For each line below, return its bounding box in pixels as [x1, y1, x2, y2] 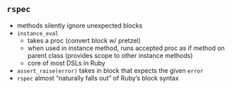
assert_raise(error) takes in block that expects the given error [16, 66, 204, 75]
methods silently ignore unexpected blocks [16, 21, 143, 30]
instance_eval [16, 30, 59, 37]
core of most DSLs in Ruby [27, 59, 105, 67]
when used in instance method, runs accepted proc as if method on [27, 44, 226, 52]
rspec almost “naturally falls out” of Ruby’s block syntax [16, 73, 180, 82]
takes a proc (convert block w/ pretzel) [27, 36, 141, 44]
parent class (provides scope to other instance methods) [27, 51, 193, 59]
